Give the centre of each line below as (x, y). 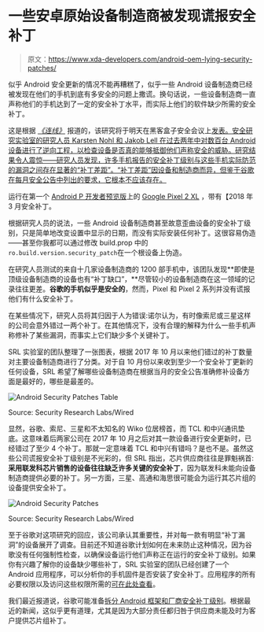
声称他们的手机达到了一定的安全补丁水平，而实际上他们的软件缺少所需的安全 (132, 104)
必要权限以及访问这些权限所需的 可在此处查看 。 (84, 584)
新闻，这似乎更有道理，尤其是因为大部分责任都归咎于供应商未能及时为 (135, 610)
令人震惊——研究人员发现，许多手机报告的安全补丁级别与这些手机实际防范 (135, 160)
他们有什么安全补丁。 (42, 298)
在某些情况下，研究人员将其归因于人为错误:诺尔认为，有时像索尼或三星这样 (130, 315)
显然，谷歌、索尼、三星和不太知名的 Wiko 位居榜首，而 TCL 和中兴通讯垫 (126, 428)
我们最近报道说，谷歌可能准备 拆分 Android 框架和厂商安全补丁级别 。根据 (126, 601)
